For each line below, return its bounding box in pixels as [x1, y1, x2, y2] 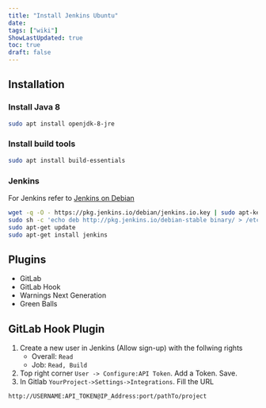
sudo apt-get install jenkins [8, 231, 108, 239]
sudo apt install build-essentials [8, 156, 126, 164]
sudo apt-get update [8, 223, 77, 231]
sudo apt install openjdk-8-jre [8, 120, 115, 128]
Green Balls [19, 299, 58, 309]
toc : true [8, 41, 41, 49]
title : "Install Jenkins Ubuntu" [8, 11, 119, 20]
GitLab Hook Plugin [8, 322, 105, 336]
